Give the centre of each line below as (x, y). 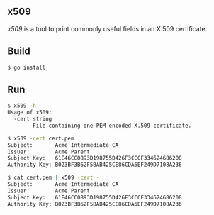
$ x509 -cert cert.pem (41, 138)
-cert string (33, 119)
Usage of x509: (30, 113)
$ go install (27, 67)
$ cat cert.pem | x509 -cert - (53, 178)
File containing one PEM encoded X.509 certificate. (112, 126)
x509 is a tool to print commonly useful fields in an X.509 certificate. (107, 28)
